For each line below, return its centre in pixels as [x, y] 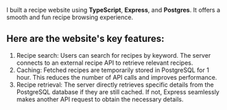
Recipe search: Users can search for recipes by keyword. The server [113, 55]
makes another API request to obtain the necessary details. [100, 99]
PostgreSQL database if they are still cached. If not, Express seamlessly [118, 91]
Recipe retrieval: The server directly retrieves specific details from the [115, 85]
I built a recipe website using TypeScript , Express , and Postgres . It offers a [113, 10]
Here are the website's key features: [86, 39]
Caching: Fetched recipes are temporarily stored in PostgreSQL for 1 [113, 70]
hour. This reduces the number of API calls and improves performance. [117, 77]
